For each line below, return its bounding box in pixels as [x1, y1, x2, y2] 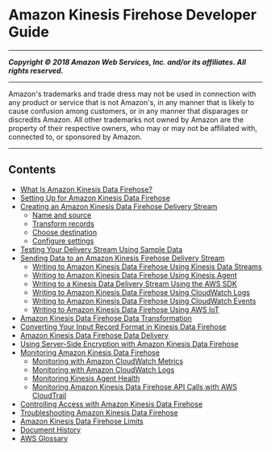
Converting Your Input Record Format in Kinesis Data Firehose [19, 322, 227, 331]
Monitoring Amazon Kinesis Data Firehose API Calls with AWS [31, 381, 238, 391]
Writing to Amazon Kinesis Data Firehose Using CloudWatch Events [31, 296, 256, 306]
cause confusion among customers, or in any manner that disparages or [8, 106, 248, 116]
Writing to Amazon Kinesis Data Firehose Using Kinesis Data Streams [31, 261, 262, 272]
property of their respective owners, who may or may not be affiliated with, [8, 123, 258, 133]
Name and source [31, 210, 92, 220]
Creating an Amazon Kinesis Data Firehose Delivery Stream [19, 201, 218, 211]
